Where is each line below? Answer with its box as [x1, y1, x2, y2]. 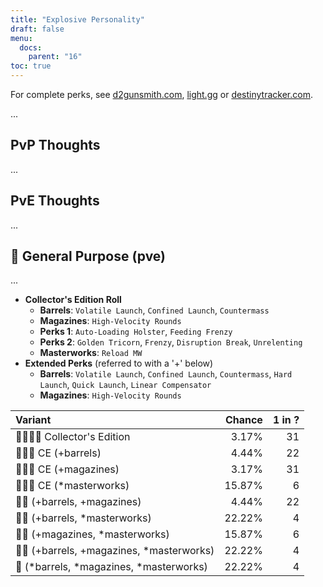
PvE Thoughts [10, 192, 100, 210]
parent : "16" [28, 52, 83, 62]
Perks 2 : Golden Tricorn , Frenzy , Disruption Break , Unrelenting [39, 336, 303, 348]
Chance [224, 413, 263, 427]
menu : [10, 33, 33, 43]
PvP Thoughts [10, 137, 101, 154]
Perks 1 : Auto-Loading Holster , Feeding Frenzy [39, 326, 233, 338]
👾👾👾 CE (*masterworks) [15, 479, 130, 493]
